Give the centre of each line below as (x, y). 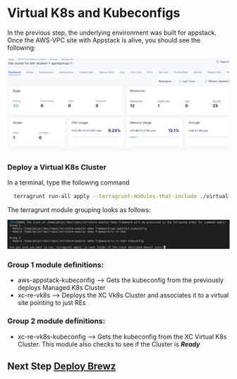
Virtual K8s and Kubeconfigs (94, 13)
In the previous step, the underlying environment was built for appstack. (112, 33)
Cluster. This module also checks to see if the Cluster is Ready (109, 344)
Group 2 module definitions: (56, 321)
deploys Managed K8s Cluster (61, 288)
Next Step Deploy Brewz (62, 367)
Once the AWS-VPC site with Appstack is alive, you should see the (104, 40)
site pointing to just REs (51, 303)
